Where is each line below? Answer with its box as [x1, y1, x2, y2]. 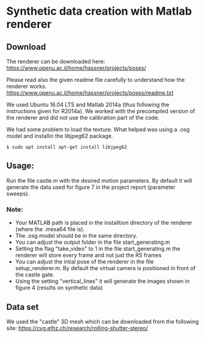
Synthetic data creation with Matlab [6, 4, 192, 18]
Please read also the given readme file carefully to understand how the [6, 76, 185, 83]
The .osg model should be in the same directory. [15, 232, 138, 240]
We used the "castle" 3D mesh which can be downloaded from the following [6, 318, 199, 325]
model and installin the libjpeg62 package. [6, 133, 113, 139]
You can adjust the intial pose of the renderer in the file [15, 258, 154, 265]
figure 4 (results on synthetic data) [15, 284, 103, 292]
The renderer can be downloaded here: [6, 58, 106, 65]
